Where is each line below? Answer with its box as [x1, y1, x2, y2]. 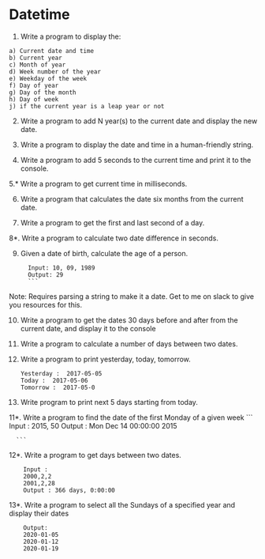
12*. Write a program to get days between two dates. [9, 450, 182, 459]
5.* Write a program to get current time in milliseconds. [9, 179, 188, 188]
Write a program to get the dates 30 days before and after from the [20, 315, 239, 325]
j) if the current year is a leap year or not [9, 102, 165, 110]
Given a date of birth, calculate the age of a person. [20, 248, 188, 258]
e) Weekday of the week [9, 74, 88, 82]
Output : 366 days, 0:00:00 [23, 486, 115, 494]
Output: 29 [28, 270, 64, 278]
